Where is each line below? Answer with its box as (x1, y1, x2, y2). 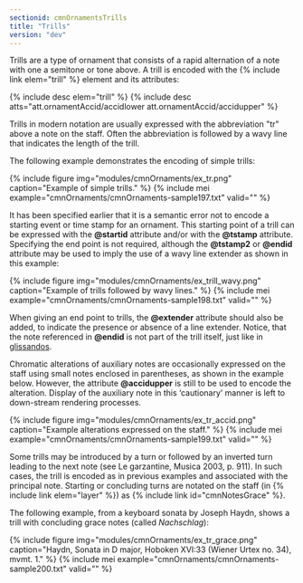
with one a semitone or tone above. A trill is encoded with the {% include (9, 64, 280, 75)
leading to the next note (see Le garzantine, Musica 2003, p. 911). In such (9, 461, 283, 472)
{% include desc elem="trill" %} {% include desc (9, 91, 192, 102)
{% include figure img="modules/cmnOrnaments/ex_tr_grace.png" (9, 535, 258, 546)
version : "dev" (9, 30, 67, 39)
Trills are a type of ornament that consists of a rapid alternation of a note (9, 55, 280, 66)
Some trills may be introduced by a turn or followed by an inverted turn (9, 452, 273, 463)
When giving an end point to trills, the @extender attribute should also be (9, 312, 284, 323)
